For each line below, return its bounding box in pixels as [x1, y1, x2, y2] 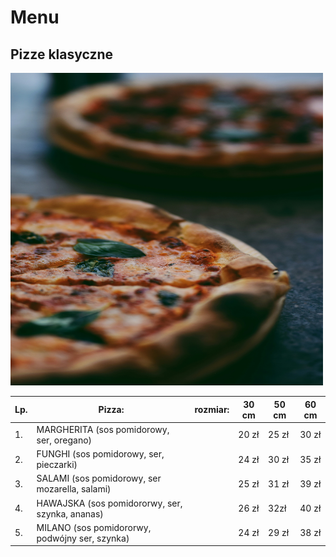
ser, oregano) [36, 434, 93, 446]
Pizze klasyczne [10, 46, 114, 63]
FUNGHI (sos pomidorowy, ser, [36, 448, 165, 460]
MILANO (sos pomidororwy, [36, 521, 152, 533]
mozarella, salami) [36, 483, 112, 495]
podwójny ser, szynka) [36, 532, 130, 544]
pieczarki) [36, 459, 78, 470]
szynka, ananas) [36, 507, 104, 520]
